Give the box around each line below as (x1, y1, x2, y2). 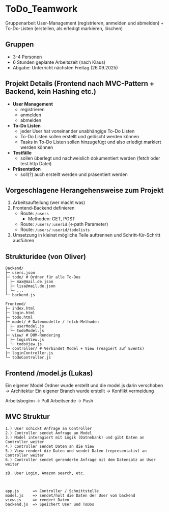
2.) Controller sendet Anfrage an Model (5, 430, 93, 436)
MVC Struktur (5, 413, 50, 421)
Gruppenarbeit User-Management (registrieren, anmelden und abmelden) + (5, 20, 164, 26)
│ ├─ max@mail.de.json (5, 279, 53, 285)
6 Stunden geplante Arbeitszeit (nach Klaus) (12, 59, 106, 65)
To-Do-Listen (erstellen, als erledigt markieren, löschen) (5, 25, 123, 31)
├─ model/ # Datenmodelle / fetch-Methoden (5, 319, 99, 324)
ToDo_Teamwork (5, 3, 78, 15)
